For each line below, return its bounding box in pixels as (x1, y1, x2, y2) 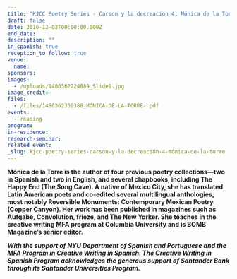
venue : (7, 57, 27, 64)
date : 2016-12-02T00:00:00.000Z (7, 23, 102, 30)
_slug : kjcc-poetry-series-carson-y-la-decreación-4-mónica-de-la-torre (7, 148, 226, 155)
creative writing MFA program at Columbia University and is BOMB (7, 220, 207, 228)
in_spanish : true (7, 43, 59, 50)
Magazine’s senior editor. (7, 227, 83, 236)
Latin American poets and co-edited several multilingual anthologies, (7, 190, 214, 198)
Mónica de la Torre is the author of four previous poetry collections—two (7, 167, 226, 176)
